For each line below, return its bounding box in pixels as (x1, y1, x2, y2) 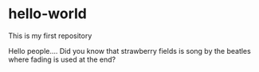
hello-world (8, 5, 88, 23)
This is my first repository (8, 31, 92, 40)
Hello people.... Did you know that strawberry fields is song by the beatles (8, 46, 251, 55)
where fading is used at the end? (8, 55, 116, 64)
